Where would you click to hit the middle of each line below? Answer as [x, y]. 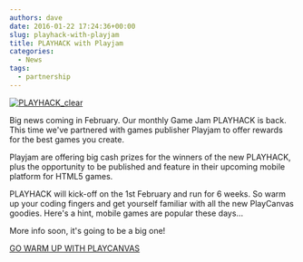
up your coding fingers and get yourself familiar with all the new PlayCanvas [152, 203]
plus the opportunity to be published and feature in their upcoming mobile [147, 166]
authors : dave [36, 18]
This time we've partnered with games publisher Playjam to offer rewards [146, 130]
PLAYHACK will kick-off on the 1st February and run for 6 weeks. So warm [148, 194]
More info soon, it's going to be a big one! [88, 230]
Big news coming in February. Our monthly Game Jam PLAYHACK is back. [148, 120]
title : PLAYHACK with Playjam [67, 43]
